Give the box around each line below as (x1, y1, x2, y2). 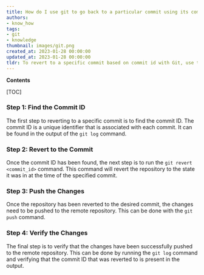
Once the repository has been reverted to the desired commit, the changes (6, 201, 194, 208)
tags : (6, 25, 20, 32)
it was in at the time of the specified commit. (6, 172, 117, 179)
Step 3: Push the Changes (6, 187, 85, 195)
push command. (6, 214, 46, 221)
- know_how (6, 20, 34, 26)
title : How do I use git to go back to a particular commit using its (6, 8, 189, 15)
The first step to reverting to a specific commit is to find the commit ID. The (6, 117, 194, 124)
